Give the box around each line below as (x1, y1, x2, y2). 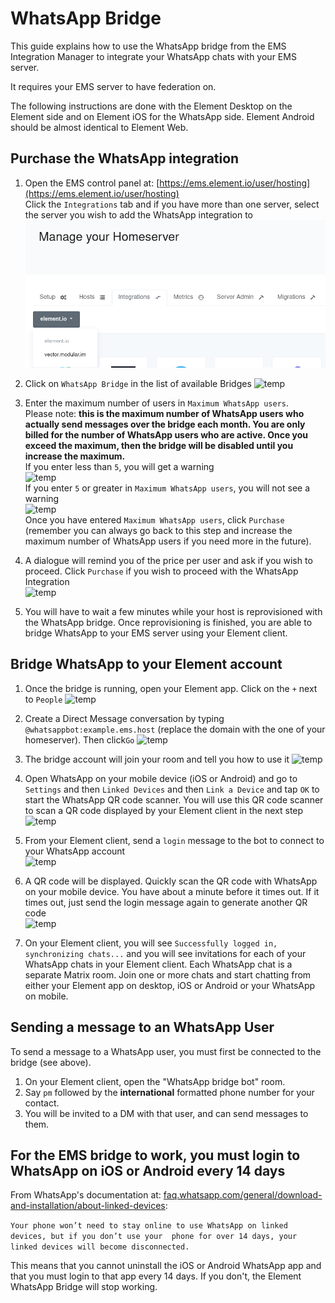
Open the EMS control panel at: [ (24, 177, 160, 189)
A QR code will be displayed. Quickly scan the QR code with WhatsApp (24, 875, 318, 887)
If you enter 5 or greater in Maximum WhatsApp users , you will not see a (24, 482, 311, 494)
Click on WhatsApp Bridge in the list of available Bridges (24, 377, 252, 389)
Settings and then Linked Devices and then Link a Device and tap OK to (24, 783, 320, 795)
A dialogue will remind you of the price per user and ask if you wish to (24, 554, 313, 566)
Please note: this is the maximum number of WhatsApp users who (24, 407, 305, 419)
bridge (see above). (10, 1056, 92, 1068)
